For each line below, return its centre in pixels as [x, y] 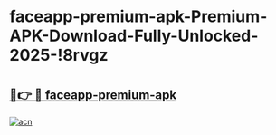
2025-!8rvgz [59, 55]
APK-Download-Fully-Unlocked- [134, 36]
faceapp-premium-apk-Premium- [138, 17]
